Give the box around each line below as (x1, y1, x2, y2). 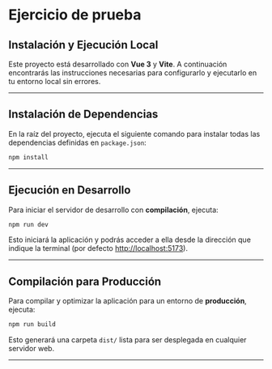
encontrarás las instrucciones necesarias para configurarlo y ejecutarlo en (8, 68, 257, 78)
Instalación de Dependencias (8, 108, 159, 121)
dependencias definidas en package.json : (8, 138, 147, 147)
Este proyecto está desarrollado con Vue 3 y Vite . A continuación (8, 59, 227, 69)
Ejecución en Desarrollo (8, 184, 131, 197)
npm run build (8, 320, 57, 329)
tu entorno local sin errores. (8, 77, 101, 86)
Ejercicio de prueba (8, 6, 142, 24)
